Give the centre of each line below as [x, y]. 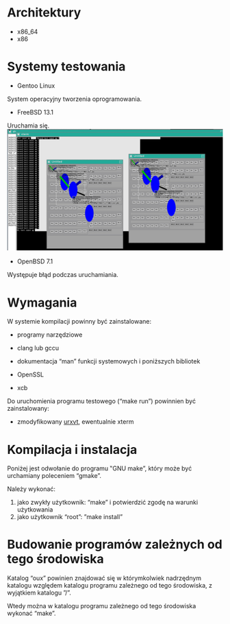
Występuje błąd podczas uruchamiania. [63, 275]
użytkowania [35, 509]
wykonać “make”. [31, 613]
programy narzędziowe [50, 335]
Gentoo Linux [36, 85]
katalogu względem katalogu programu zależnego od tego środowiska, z [110, 586]
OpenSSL [30, 374]
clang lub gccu [38, 348]
